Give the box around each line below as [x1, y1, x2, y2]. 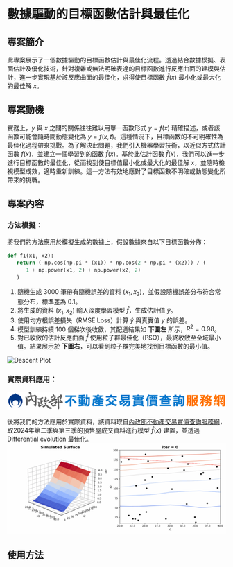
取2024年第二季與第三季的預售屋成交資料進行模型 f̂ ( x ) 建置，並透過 [7, 426, 200, 434]
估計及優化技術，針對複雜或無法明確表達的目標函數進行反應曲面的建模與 [12, 64, 220, 73]
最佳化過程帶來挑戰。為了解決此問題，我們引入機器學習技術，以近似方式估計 [7, 141, 226, 149]
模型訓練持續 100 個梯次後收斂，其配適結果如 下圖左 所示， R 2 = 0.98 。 [17, 324, 221, 333]
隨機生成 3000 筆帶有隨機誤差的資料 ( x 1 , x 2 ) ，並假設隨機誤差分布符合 [17, 288, 215, 297]
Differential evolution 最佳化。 [7, 435, 92, 443]
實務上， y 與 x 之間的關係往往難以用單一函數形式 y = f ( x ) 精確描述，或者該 [7, 123, 221, 132]
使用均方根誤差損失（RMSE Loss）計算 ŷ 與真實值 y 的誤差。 [17, 316, 191, 324]
